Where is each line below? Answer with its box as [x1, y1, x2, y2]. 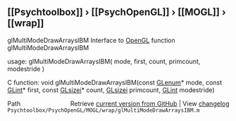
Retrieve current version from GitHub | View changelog [70, 99, 230, 108]
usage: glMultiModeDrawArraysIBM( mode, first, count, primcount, [7, 57, 201, 65]
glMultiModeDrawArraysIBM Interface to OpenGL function [7, 36, 176, 44]
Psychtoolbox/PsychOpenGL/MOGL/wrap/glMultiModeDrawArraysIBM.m [7, 106, 200, 114]
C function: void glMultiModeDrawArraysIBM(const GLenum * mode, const [7, 78, 223, 87]
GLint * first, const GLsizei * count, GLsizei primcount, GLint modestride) [7, 85, 215, 94]
